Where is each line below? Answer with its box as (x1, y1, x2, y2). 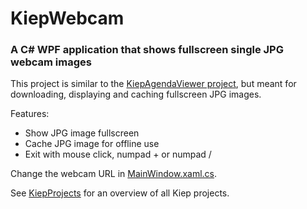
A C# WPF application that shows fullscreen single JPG (10, 43, 284, 57)
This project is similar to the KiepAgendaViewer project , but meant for (10, 78, 297, 90)
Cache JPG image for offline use (24, 138, 160, 150)
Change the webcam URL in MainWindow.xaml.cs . (10, 168, 218, 180)
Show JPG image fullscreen (24, 127, 140, 139)
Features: (10, 108, 50, 120)
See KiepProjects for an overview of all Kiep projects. (10, 187, 230, 199)
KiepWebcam (10, 7, 125, 30)
